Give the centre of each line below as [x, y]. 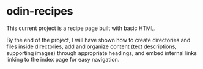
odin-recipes [40, 11]
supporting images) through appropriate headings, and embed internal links [102, 53]
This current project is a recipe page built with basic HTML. [81, 28]
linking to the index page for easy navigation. [63, 59]
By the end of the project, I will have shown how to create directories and [98, 40]
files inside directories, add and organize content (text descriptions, [92, 46]
